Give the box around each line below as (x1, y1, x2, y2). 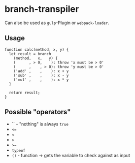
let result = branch (9, 51, 51, 56)
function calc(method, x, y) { (4, 47, 69, 52)
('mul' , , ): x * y (13, 77, 69, 82)
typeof (11, 148, 26, 153)
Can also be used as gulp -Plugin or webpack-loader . (4, 20, 109, 26)
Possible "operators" (4, 108, 71, 116)
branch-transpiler (4, 3, 79, 15)
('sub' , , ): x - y (13, 73, 69, 78)
